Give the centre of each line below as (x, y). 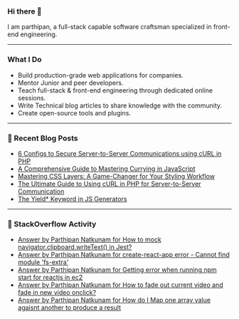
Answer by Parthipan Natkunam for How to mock (89, 240)
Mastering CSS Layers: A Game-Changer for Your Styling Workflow (116, 176)
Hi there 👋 (25, 11)
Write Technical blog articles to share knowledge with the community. (120, 105)
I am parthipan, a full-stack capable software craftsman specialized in (110, 27)
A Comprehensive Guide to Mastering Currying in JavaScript (106, 168)
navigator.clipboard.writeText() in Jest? (75, 247)
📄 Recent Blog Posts (43, 138)
